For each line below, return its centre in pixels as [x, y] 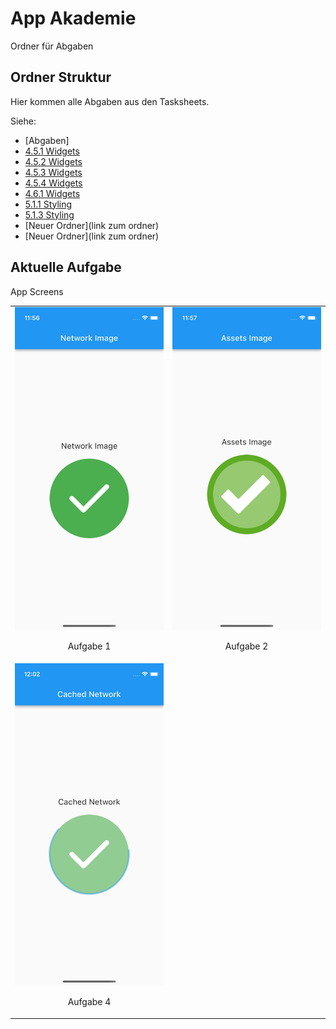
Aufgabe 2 [246, 646]
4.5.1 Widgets [52, 151]
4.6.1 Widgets [52, 193]
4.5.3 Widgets [53, 172]
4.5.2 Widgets [53, 161]
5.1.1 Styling [48, 204]
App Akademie [73, 18]
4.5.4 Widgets [53, 183]
